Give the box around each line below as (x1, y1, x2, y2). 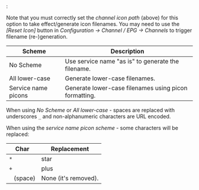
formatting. (65, 91, 96, 99)
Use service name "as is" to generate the (65, 57, 179, 65)
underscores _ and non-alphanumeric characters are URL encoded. (6, 113, 171, 120)
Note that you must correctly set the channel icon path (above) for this (6, 14, 179, 21)
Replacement (50, 145, 89, 153)
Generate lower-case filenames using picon (65, 84, 188, 92)
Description (110, 47, 145, 55)
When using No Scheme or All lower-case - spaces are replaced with (6, 107, 175, 113)
